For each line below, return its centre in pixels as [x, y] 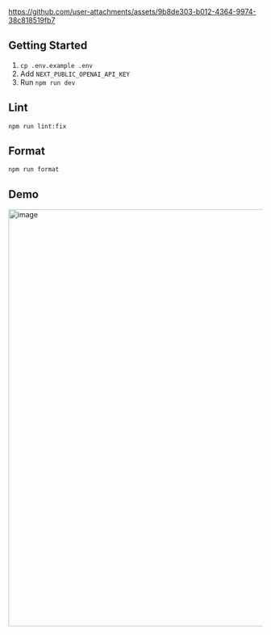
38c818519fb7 [32, 20]
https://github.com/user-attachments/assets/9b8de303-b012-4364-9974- [132, 12]
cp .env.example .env [56, 65]
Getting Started [48, 46]
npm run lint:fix [38, 126]
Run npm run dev [48, 82]
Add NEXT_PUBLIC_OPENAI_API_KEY [75, 74]
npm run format [34, 170]
